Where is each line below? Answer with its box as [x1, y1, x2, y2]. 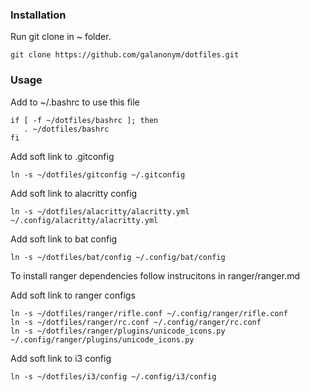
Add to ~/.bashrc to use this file [10, 96, 140, 108]
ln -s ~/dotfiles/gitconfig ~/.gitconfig [10, 169, 186, 180]
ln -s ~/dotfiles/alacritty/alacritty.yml [10, 206, 190, 217]
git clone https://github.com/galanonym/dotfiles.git [10, 50, 240, 60]
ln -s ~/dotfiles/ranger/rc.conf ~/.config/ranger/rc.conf [10, 317, 262, 327]
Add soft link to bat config [10, 233, 118, 245]
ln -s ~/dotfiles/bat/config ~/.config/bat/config [10, 252, 226, 262]
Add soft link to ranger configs [10, 289, 136, 301]
